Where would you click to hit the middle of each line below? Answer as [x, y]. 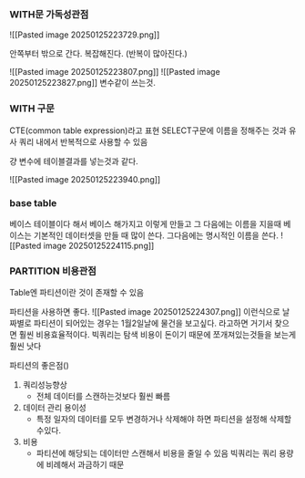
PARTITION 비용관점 [53, 271]
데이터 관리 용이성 [54, 408]
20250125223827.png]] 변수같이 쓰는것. [83, 83]
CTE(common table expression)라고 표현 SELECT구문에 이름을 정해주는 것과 [148, 130]
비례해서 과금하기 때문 [85, 465]
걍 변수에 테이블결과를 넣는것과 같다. [74, 161]
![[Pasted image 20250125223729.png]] [85, 35]
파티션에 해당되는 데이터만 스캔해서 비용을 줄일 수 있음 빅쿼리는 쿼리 [157, 453]
